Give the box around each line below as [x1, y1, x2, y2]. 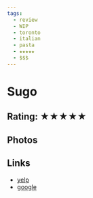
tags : [7, 10, 22, 17]
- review [13, 16, 38, 23]
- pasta [13, 42, 35, 48]
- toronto [13, 29, 41, 36]
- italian [13, 36, 41, 42]
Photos [7, 134, 38, 145]
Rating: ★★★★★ [7, 111, 87, 123]
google [16, 182, 37, 191]
